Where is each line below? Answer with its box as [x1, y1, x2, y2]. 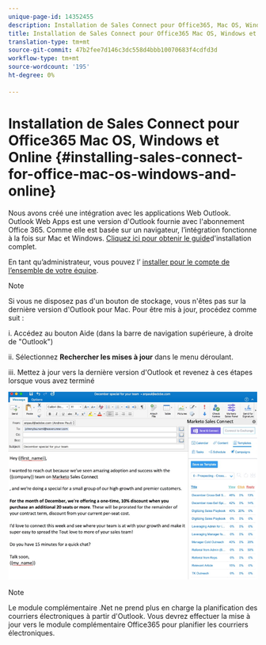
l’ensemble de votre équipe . [8, 265, 99, 275]
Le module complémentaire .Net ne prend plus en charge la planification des [8, 603, 258, 613]
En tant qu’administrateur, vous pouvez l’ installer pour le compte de [8, 257, 230, 267]
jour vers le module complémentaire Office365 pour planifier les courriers [8, 620, 249, 629]
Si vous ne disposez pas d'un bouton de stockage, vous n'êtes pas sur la [8, 296, 247, 305]
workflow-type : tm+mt [8, 55, 80, 63]
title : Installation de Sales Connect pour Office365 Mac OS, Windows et [8, 29, 257, 37]
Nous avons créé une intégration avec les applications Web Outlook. [8, 208, 231, 218]
